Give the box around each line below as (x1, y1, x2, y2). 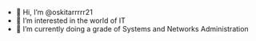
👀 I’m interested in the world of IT (15, 16, 126, 25)
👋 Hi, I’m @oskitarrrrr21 (15, 8, 94, 17)
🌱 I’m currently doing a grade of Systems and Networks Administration (15, 24, 250, 33)
